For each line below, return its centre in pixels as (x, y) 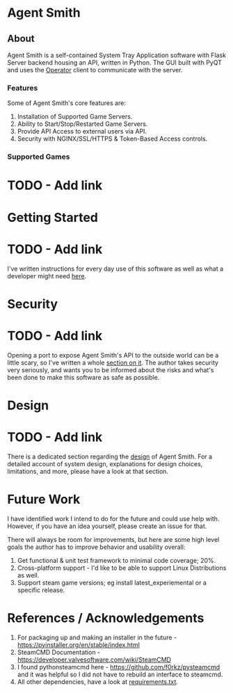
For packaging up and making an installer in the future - (97, 637)
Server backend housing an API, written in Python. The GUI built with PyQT (115, 63)
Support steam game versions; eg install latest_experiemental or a (112, 582)
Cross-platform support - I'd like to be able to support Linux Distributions (122, 568)
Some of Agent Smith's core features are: (67, 103)
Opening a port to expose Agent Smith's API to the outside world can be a (113, 355)
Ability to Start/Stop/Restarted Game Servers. (82, 124)
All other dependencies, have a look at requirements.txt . (98, 682)
